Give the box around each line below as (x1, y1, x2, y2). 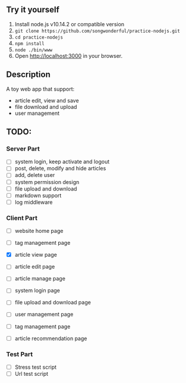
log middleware (14, 198, 53, 205)
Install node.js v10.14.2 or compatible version (14, 20, 125, 27)
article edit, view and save (14, 96, 79, 104)
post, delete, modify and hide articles (14, 165, 106, 172)
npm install (14, 41, 45, 46)
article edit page (14, 263, 55, 270)
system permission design (14, 178, 80, 185)
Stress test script (14, 363, 57, 370)
